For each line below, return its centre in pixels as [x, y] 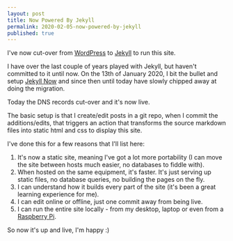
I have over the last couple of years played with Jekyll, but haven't [102, 66]
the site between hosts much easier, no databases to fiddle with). [111, 165]
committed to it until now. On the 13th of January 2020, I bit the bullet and [112, 74]
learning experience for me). [58, 194]
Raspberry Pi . [37, 217]
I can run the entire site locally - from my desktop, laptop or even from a [120, 209]
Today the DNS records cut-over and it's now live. [79, 102]
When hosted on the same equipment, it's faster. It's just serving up [114, 172]
